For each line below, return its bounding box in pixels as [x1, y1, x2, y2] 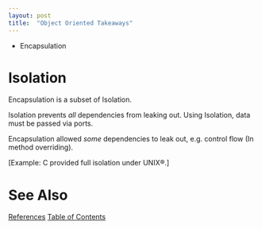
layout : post [8, 11, 52, 20]
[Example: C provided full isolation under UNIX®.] [8, 158, 170, 168]
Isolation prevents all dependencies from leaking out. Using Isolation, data [8, 111, 251, 120]
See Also [8, 186, 68, 204]
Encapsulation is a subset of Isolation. [8, 95, 133, 104]
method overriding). [8, 142, 74, 152]
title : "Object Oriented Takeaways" [8, 19, 133, 27]
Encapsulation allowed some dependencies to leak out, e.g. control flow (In [8, 134, 254, 144]
